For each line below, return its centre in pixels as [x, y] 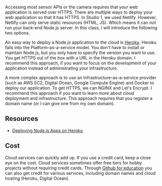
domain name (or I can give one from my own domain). [60, 103]
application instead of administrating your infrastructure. [62, 68]
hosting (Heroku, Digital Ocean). [37, 178]
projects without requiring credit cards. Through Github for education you [79, 168]
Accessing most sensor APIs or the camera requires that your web [72, 7]
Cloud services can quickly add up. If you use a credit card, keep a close [78, 157]
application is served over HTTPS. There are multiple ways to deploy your [79, 12]
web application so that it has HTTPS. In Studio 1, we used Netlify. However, [81, 17]
